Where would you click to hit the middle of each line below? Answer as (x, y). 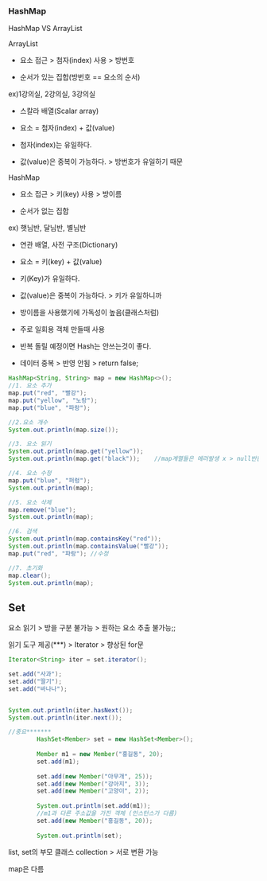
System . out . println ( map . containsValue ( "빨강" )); (89, 547)
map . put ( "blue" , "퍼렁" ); (50, 480)
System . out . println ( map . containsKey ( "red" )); (85, 539)
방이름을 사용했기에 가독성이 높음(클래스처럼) (89, 313)
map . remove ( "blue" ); (43, 510)
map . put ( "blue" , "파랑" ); (50, 407)
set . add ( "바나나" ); (38, 689)
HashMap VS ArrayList (45, 29)
